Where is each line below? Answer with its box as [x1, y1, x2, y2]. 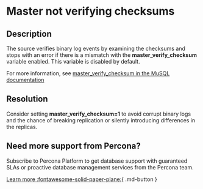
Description [6, 29, 52, 39]
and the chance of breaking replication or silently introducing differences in [6, 116, 196, 124]
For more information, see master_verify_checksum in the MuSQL [6, 70, 170, 77]
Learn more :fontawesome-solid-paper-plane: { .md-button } [6, 176, 157, 183]
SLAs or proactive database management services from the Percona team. [6, 163, 194, 171]
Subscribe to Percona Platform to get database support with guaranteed [6, 157, 188, 165]
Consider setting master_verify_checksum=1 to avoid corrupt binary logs [6, 110, 191, 117]
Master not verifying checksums [6, 4, 175, 18]
